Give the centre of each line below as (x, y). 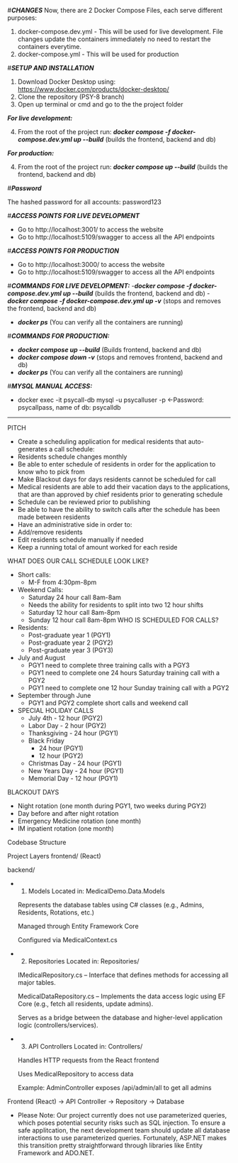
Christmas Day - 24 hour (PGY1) (75, 763)
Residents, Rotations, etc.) (56, 912)
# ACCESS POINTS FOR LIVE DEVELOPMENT (74, 215)
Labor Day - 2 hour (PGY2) (67, 726)
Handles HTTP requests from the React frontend (88, 1060)
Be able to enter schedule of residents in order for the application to (117, 464)
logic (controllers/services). (58, 1025)
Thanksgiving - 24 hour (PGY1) (73, 733)
